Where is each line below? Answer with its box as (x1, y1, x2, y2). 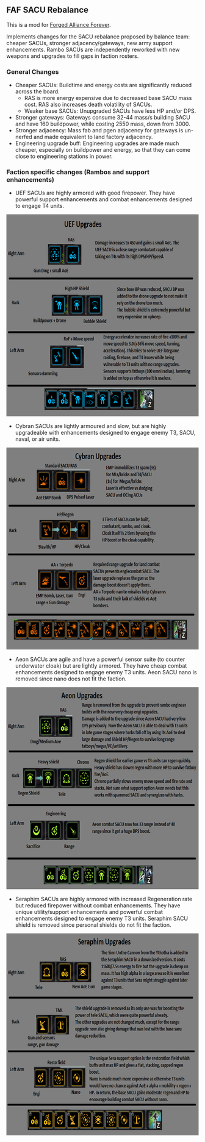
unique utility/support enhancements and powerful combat (15, 908, 164, 916)
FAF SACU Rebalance (6, 5, 89, 15)
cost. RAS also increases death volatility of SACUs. (24, 101, 153, 109)
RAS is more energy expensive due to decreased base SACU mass (24, 95, 192, 102)
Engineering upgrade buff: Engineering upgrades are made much (15, 140, 179, 147)
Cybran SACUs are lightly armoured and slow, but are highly (15, 423, 167, 430)
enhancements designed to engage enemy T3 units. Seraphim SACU (15, 915, 189, 923)
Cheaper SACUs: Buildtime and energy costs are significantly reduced (15, 82, 192, 89)
